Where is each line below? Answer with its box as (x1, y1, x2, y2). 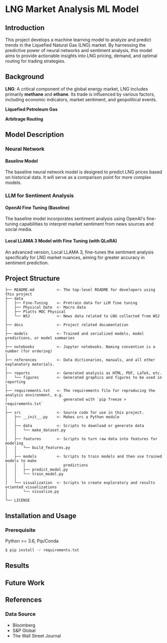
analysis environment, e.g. (5, 392, 64, 398)
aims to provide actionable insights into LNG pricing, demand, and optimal (5, 53, 157, 59)
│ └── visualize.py (5, 489, 59, 494)
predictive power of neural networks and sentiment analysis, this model (5, 48, 152, 53)
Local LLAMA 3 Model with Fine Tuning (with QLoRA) (5, 238, 117, 244)
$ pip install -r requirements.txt (5, 548, 79, 553)
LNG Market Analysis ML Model (5, 4, 139, 15)
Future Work (5, 578, 45, 587)
